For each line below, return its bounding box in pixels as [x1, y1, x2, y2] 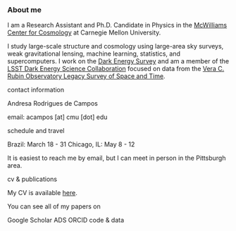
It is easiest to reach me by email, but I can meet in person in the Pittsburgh [7, 154, 226, 163]
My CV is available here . [7, 189, 77, 197]
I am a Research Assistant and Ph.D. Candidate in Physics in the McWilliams [7, 21, 228, 30]
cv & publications [7, 175, 58, 184]
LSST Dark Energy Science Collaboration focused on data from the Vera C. [7, 65, 225, 73]
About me [7, 5, 42, 15]
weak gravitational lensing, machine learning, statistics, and [7, 49, 181, 58]
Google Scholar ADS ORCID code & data [7, 216, 125, 225]
